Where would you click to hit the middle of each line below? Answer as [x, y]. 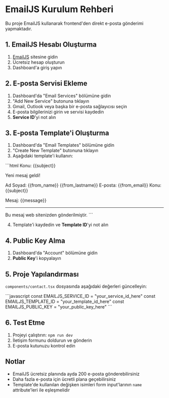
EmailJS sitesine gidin [35, 57]
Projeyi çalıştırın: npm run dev [43, 335]
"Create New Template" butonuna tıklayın [55, 151]
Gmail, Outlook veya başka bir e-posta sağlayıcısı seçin [70, 106]
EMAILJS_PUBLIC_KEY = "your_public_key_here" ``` [59, 307]
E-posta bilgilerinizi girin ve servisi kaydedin [58, 112]
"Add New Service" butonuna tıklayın [51, 101]
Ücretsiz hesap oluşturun [38, 62]
